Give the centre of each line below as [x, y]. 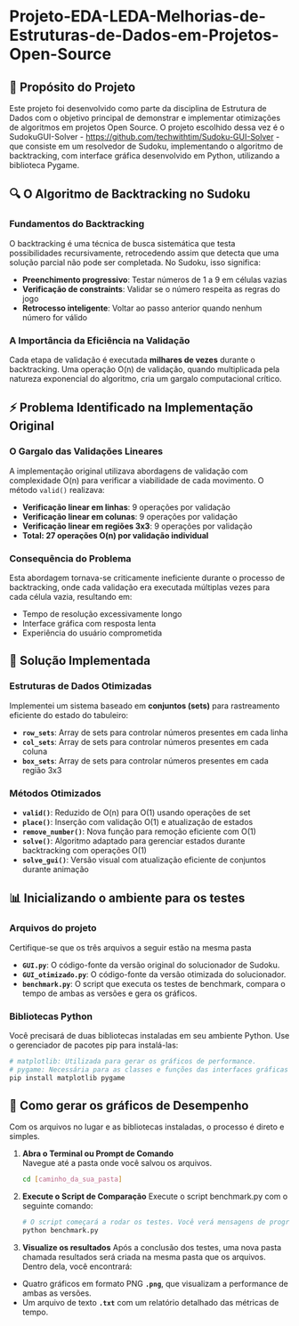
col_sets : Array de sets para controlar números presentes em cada [145, 741]
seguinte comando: [57, 1206]
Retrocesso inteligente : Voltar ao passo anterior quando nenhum [142, 308]
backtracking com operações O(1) [84, 850]
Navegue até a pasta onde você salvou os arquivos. [117, 1163]
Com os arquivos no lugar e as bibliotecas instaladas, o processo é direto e [147, 1127]
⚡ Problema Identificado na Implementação [131, 408]
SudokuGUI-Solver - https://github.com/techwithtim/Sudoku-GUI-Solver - [145, 137]
